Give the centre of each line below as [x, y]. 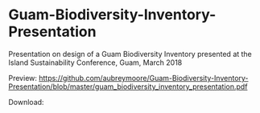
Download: [26, 102]
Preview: [23, 78]
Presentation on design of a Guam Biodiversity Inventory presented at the [130, 54]
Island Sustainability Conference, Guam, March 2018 [95, 63]
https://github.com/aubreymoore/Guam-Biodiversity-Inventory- [144, 78]
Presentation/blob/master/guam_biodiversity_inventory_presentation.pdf [128, 87]
